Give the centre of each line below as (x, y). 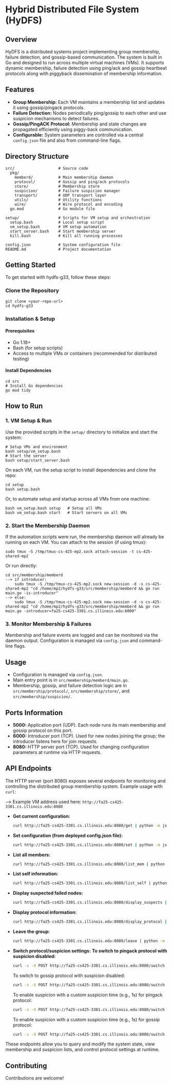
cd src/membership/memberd (34, 575)
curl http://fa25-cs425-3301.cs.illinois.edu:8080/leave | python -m (89, 941)
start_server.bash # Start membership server (63, 231)
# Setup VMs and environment (36, 447)
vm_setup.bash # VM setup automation (58, 227)
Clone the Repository (32, 290)
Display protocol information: (45, 912)
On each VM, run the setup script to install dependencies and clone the (81, 470)
